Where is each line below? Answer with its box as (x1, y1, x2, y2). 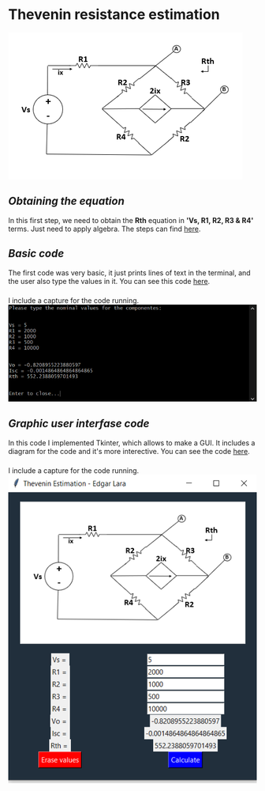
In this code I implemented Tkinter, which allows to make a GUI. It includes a (8, 437, 256, 448)
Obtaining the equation (8, 195, 125, 208)
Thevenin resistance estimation (8, 6, 221, 24)
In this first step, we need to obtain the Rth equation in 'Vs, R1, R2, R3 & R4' (8, 215, 254, 225)
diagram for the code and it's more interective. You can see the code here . (8, 446, 250, 456)
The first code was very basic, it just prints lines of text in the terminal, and (8, 267, 251, 278)
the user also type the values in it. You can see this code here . (8, 276, 211, 286)
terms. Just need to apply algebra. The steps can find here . (8, 224, 201, 233)
